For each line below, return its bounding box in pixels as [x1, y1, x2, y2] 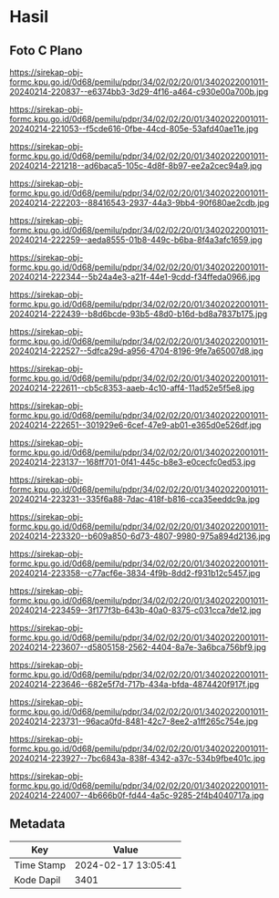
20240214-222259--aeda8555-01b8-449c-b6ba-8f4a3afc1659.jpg [9, 234, 263, 245]
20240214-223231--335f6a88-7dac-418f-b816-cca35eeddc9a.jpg [9, 494, 260, 504]
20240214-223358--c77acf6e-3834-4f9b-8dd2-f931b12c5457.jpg [9, 568, 261, 578]
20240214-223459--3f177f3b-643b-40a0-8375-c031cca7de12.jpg [9, 604, 262, 615]
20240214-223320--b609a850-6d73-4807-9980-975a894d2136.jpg [9, 531, 271, 542]
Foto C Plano [9, 43, 83, 58]
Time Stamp [14, 859, 67, 872]
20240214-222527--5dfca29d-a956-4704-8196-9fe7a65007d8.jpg [9, 346, 263, 356]
